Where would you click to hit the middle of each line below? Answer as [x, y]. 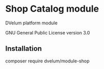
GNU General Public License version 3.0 [48, 32]
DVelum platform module [32, 23]
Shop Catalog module [52, 9]
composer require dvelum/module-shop [47, 61]
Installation [24, 49]
